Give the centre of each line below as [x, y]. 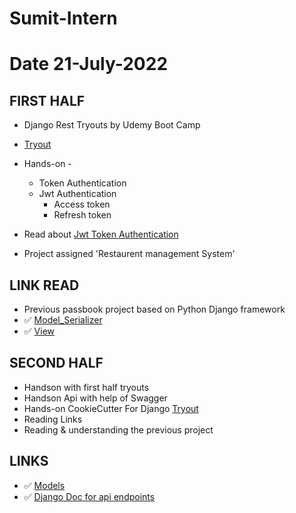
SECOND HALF [56, 363]
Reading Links [53, 419]
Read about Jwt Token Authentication [101, 234]
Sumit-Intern [63, 18]
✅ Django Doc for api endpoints [89, 496]
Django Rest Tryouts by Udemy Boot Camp [112, 125]
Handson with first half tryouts [86, 387]
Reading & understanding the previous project [118, 429]
